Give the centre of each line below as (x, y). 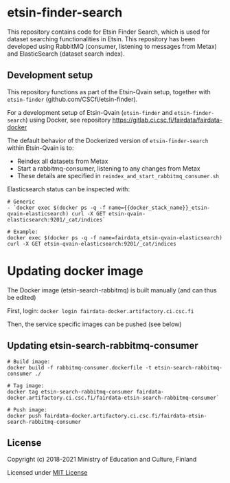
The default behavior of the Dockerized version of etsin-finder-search (108, 140)
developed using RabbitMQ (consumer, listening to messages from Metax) (112, 46)
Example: (26, 232)
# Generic (21, 202)
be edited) (22, 297)
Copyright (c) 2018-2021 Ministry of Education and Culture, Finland (102, 460)
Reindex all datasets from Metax (62, 161)
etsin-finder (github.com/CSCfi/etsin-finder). (72, 99)
